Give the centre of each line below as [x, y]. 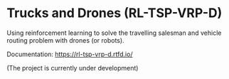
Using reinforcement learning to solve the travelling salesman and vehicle [114, 33]
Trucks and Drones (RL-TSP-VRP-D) [114, 13]
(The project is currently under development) [73, 68]
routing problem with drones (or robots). [66, 40]
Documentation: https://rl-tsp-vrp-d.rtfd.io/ [70, 54]
